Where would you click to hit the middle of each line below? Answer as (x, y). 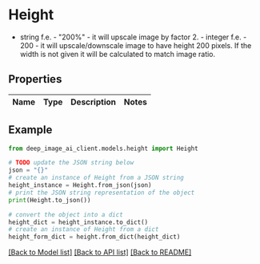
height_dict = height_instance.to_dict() (78, 222)
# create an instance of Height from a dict (84, 229)
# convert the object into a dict (66, 214)
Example (30, 130)
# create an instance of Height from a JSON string (96, 178)
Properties (35, 79)
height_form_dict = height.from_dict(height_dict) (94, 237)
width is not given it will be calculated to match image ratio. (118, 54)
